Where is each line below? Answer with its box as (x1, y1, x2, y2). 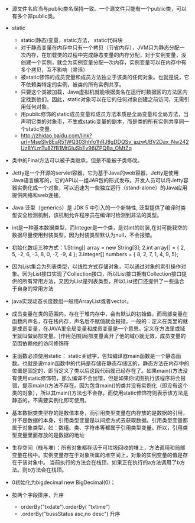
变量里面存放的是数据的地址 (17, 431, 84, 438)
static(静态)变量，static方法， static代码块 (20, 37, 123, 43)
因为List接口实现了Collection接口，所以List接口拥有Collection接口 (22, 270, 182, 277)
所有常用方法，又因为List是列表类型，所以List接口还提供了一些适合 (22, 277, 185, 285)
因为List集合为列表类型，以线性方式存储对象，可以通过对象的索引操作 (11, 263, 181, 270)
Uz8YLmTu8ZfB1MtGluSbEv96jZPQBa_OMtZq (20, 144, 132, 151)
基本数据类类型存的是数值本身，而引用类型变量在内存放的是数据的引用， (11, 409, 188, 416)
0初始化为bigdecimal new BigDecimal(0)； (11, 479, 116, 486)
